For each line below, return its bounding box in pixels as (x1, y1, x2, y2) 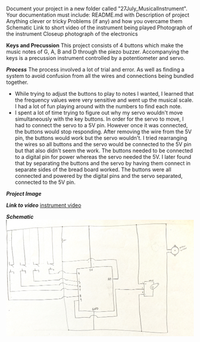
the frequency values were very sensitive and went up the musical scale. (14, 96, 193, 103)
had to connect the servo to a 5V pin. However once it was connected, (14, 122, 188, 128)
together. (6, 79, 29, 86)
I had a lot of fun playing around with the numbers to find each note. (14, 103, 183, 109)
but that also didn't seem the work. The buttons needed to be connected (14, 147, 193, 154)
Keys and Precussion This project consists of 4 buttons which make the (6, 42, 183, 49)
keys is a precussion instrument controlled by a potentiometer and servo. (6, 55, 186, 61)
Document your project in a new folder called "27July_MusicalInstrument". (6, 5, 187, 12)
